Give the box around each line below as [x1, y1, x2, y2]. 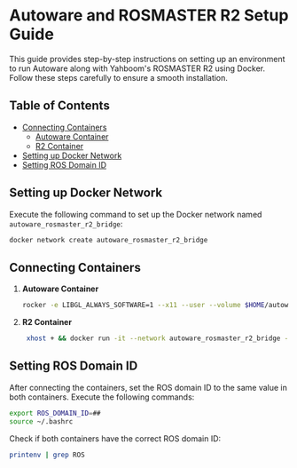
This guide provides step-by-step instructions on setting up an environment [9, 53, 285, 64]
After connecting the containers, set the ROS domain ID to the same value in [9, 382, 288, 393]
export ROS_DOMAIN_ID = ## [9, 409, 101, 417]
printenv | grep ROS [9, 450, 86, 459]
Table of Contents [9, 99, 111, 114]
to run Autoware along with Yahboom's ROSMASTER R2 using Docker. [9, 63, 266, 74]
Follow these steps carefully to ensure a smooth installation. [9, 72, 229, 83]
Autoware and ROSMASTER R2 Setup [9, 5, 289, 26]
